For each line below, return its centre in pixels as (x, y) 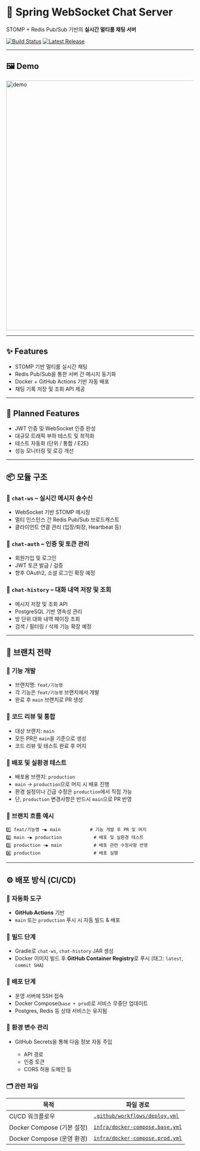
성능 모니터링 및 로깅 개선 (44, 451)
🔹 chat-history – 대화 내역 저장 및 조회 (59, 590)
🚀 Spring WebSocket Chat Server (90, 12)
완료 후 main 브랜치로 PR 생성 (49, 700)
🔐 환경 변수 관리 (27, 1028)
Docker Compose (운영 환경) (49, 1138)
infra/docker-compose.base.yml (138, 1127)
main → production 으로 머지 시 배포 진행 (62, 784)
